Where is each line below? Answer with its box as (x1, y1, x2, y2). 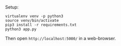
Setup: (5, 4, 19, 10)
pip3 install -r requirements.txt (5, 22, 77, 27)
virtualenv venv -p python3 (5, 14, 64, 19)
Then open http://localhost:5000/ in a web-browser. (5, 36, 116, 41)
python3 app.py (5, 27, 37, 32)
